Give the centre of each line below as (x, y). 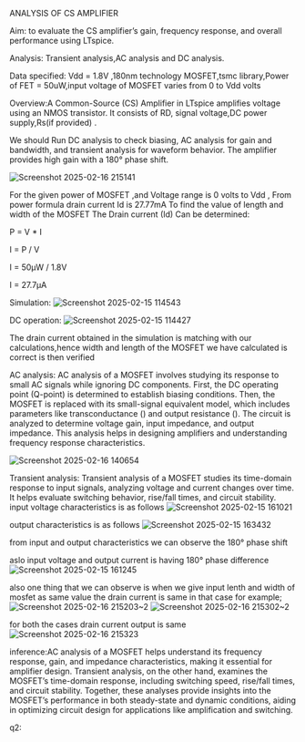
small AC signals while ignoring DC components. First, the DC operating (144, 385)
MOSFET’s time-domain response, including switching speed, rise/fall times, (152, 681)
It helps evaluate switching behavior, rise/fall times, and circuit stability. (143, 497)
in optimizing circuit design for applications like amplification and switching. (151, 710)
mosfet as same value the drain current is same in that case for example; (146, 597)
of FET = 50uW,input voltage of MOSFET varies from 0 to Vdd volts (135, 85)
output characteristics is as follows (75, 525)
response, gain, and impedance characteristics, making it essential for (141, 661)
